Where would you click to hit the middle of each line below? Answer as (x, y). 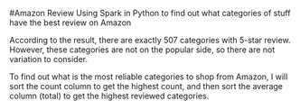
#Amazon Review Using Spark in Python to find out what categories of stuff (150, 13)
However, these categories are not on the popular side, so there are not (142, 50)
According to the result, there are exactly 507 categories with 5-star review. (150, 40)
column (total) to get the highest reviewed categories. (109, 96)
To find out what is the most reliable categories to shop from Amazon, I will (149, 77)
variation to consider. (49, 59)
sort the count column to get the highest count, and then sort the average (146, 86)
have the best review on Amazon (70, 23)
